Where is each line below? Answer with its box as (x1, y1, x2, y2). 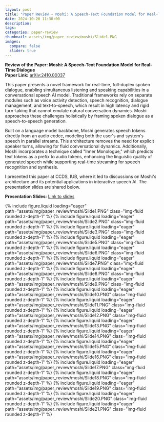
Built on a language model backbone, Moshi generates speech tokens (5, 127, 145, 133)
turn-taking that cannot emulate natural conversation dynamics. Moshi (5, 107, 147, 113)
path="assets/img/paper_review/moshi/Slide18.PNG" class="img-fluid (5, 374, 146, 380)
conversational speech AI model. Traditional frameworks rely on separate (5, 92, 152, 98)
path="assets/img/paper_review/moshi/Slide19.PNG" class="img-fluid (5, 385, 146, 391)
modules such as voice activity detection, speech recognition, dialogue (5, 97, 148, 103)
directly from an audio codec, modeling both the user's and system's (5, 133, 144, 139)
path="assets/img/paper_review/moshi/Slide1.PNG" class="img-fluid (5, 208, 143, 214)
